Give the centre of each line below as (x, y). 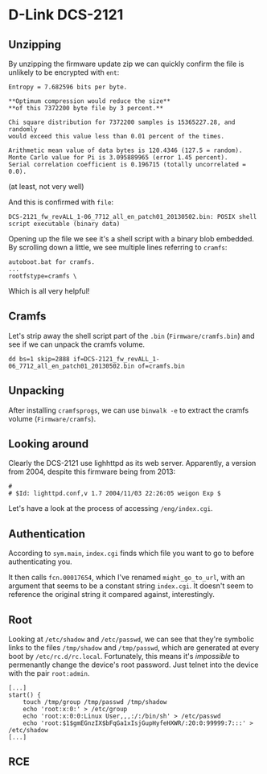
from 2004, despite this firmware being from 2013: (92, 471)
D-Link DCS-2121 (66, 15)
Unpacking (36, 391)
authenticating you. (40, 562)
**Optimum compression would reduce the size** (90, 101)
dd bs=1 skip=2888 (39, 359)
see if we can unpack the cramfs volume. (77, 344)
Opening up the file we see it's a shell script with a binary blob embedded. (131, 239)
